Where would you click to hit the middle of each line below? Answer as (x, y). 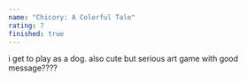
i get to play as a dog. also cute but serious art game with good (123, 59)
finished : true (36, 34)
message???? (33, 68)
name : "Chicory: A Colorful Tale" (72, 17)
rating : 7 (27, 26)
